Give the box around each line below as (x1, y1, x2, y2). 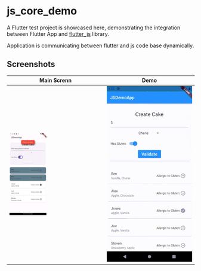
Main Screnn (39, 77, 72, 84)
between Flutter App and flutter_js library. (7, 30, 109, 37)
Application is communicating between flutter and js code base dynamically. (7, 42, 194, 49)
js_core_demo (7, 4, 78, 18)
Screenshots (7, 59, 55, 69)
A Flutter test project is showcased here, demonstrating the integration (7, 24, 181, 31)
